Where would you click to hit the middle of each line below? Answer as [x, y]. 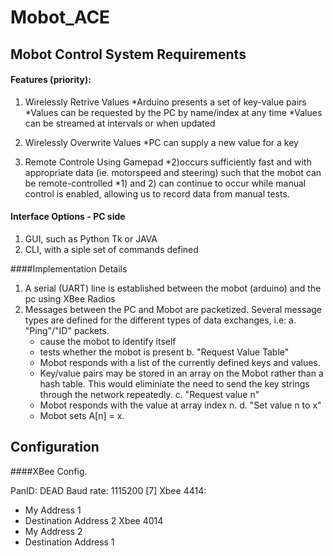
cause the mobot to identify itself [108, 341]
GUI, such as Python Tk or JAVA [91, 238]
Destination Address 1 [69, 542]
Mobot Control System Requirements [128, 54]
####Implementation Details [69, 268]
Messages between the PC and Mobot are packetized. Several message [173, 309]
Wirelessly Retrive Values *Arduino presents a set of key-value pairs [165, 102]
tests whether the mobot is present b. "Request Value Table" [164, 352]
